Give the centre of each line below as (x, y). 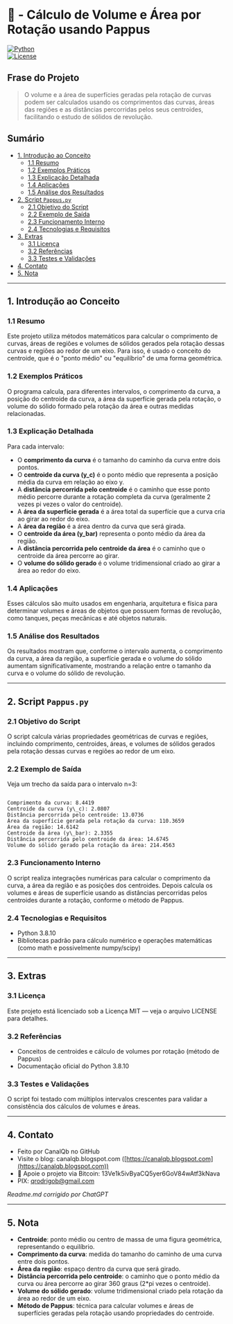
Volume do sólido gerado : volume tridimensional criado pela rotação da (120, 1291)
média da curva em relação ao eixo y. (71, 482)
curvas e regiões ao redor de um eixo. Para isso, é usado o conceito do (109, 351)
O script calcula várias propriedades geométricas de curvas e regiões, (108, 737)
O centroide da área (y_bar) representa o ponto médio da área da (111, 533)
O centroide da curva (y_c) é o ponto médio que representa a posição (118, 474)
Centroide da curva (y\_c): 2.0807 (59, 809)
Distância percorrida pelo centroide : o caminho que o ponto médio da (118, 1276)
